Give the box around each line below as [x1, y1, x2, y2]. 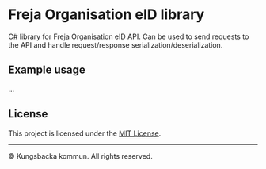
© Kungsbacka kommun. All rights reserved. [8, 151, 153, 160]
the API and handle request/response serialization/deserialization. [8, 40, 223, 49]
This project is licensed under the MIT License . [8, 129, 161, 138]
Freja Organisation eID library [8, 6, 205, 24]
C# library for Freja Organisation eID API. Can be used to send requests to [8, 32, 249, 41]
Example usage [8, 63, 85, 77]
